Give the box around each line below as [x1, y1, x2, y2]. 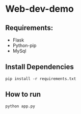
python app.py [5, 103, 36, 109]
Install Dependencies [5, 62, 74, 72]
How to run [5, 90, 41, 99]
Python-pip [12, 42, 37, 49]
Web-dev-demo [5, 3, 74, 15]
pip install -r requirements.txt [5, 76, 76, 81]
